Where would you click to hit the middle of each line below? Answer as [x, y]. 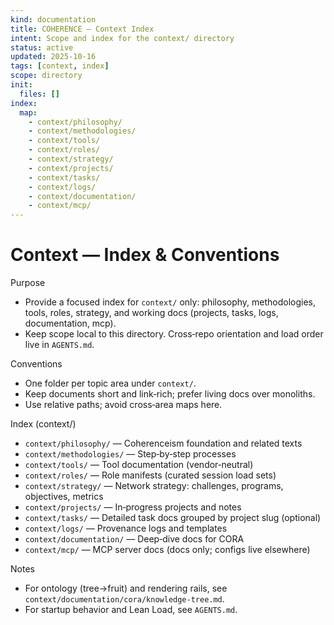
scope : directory [46, 76]
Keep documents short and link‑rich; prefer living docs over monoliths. [170, 394]
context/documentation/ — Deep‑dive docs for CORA [134, 539]
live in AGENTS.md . [59, 345]
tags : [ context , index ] [60, 66]
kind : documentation [53, 19]
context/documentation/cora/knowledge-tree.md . [124, 599]
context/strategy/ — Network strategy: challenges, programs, [154, 486]
